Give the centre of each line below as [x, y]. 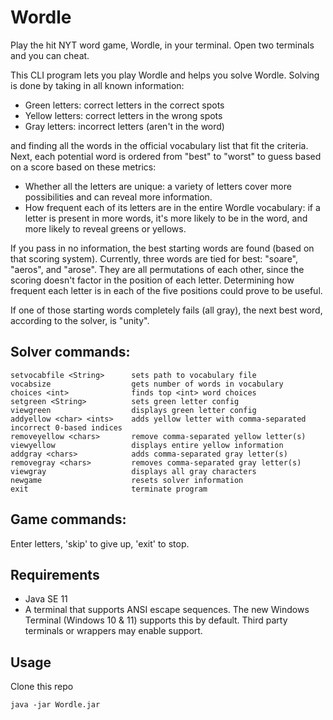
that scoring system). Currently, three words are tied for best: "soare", [154, 258]
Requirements [55, 574]
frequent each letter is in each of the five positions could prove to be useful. [166, 290]
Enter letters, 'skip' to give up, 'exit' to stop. [100, 543]
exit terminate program [109, 489]
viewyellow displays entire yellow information [147, 445]
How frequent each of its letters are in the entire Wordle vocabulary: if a [172, 207]
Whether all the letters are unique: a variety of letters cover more [158, 186]
